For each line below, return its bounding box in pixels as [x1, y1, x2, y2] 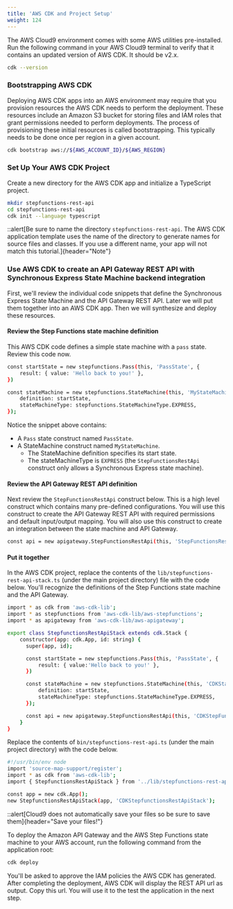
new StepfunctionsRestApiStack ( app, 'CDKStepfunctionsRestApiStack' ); [7, 797, 216, 804]
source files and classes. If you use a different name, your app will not [7, 240, 207, 248]
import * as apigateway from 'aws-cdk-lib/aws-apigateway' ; [7, 617, 185, 624]
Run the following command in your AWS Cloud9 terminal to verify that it [7, 43, 214, 51]
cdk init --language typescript [7, 213, 101, 220]
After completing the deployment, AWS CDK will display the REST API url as [7, 878, 223, 887]
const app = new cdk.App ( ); [7, 790, 89, 798]
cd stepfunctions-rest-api [7, 206, 85, 213]
